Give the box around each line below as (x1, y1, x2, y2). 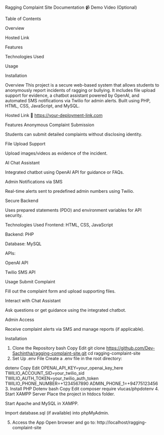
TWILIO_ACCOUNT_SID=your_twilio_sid (5, 370, 85, 376)
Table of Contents (5, 16, 42, 22)
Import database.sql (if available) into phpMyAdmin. (5, 410, 109, 415)
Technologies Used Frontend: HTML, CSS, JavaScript (5, 222, 114, 228)
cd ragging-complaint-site (88, 350, 141, 356)
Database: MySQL (5, 241, 42, 247)
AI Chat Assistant (5, 160, 40, 165)
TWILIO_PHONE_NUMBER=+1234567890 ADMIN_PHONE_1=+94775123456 (5, 381, 158, 386)
